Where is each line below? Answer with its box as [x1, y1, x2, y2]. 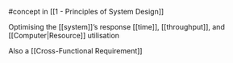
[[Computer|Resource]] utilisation [8, 31, 119, 40]
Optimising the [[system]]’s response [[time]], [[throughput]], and [8, 22, 226, 31]
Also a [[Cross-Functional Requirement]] [8, 46, 143, 55]
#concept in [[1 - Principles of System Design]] [8, 7, 164, 16]
